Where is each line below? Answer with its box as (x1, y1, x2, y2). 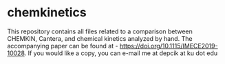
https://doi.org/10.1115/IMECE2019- (119, 42, 218, 50)
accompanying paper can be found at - (7, 42, 118, 50)
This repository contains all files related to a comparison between (7, 27, 193, 35)
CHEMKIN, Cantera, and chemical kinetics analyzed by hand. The (7, 34, 193, 42)
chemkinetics (7, 5, 87, 20)
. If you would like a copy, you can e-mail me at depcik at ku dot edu (24, 49, 218, 57)
